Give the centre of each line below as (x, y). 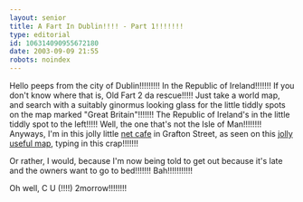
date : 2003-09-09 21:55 (54, 52)
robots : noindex (40, 60)
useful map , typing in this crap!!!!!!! (74, 143)
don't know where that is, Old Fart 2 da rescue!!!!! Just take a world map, (145, 95)
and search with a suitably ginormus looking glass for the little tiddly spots (148, 105)
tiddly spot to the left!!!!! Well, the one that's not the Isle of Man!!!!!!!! (136, 124)
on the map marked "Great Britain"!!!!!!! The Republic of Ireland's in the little (150, 115)
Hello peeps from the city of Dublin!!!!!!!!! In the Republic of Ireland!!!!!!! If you (152, 86)
